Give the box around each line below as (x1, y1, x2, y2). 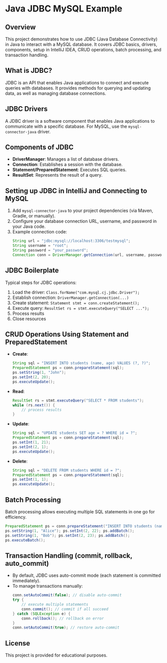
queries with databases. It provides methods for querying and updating (5, 85, 151, 91)
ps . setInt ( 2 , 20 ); (12, 375, 51, 380)
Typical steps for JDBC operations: (5, 279, 77, 285)
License (5, 639, 30, 648)
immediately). (12, 578, 41, 584)
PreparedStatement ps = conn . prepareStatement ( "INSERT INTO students (5, 523, 153, 529)
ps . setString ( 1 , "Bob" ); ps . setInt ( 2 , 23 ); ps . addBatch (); (5, 533, 130, 538)
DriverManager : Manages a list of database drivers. (12, 156, 119, 162)
